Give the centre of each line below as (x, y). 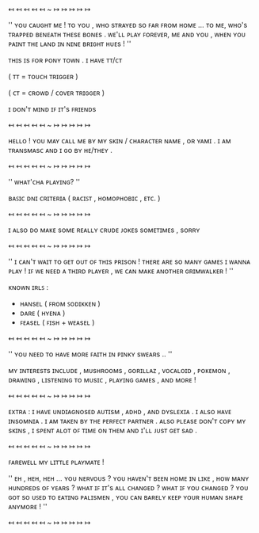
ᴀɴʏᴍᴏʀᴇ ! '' (28, 506)
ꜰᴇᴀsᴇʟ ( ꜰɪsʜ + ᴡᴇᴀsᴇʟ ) (57, 322)
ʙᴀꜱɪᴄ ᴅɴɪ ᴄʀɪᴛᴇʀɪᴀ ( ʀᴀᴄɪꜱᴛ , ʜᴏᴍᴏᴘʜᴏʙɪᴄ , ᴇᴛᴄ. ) (84, 198)
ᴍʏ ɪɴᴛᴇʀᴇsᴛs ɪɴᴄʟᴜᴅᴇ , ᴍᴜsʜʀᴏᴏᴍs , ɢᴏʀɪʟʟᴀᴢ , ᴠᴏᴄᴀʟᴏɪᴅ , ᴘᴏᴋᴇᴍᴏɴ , (119, 370)
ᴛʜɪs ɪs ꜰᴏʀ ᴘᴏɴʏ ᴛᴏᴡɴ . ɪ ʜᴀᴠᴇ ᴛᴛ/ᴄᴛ (65, 60)
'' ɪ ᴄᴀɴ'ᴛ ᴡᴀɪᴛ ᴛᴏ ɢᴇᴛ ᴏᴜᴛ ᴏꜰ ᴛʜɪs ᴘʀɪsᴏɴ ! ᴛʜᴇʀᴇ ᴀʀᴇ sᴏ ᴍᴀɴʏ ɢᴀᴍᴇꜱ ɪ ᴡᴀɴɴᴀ (129, 261)
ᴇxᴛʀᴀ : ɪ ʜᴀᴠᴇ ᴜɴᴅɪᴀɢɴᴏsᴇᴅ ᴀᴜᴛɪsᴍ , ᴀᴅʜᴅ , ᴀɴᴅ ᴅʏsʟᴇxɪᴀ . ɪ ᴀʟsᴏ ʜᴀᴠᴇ (120, 411)
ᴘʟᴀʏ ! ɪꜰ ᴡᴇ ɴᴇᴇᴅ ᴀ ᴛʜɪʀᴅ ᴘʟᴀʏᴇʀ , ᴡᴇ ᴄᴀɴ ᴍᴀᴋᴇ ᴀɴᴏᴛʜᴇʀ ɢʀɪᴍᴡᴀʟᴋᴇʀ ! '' (121, 271)
